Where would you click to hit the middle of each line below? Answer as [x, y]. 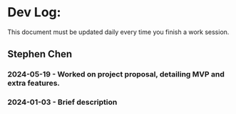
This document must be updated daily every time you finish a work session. [118, 32]
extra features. [34, 84]
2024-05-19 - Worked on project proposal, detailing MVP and [116, 74]
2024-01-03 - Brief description [62, 102]
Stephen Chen [40, 54]
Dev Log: [34, 12]
